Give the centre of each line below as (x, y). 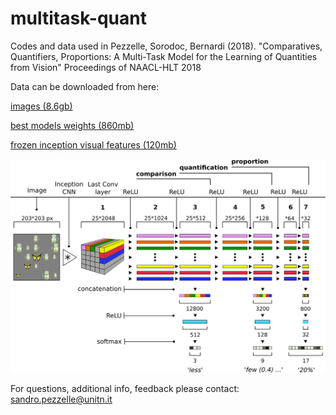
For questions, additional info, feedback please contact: (125, 388)
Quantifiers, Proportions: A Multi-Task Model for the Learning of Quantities (164, 56)
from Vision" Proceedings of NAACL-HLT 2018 (106, 67)
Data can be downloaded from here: (85, 86)
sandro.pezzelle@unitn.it (61, 399)
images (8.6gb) (41, 106)
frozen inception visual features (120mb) (93, 144)
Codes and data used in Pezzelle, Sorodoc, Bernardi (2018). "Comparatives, (166, 46)
